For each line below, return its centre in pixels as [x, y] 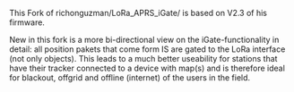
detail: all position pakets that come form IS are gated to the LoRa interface [147, 49]
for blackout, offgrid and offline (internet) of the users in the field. [130, 78]
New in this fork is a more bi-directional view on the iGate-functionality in [144, 40]
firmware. [27, 22]
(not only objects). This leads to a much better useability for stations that [143, 59]
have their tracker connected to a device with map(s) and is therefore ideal [147, 68]
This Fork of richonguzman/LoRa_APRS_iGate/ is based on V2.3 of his [138, 13]
